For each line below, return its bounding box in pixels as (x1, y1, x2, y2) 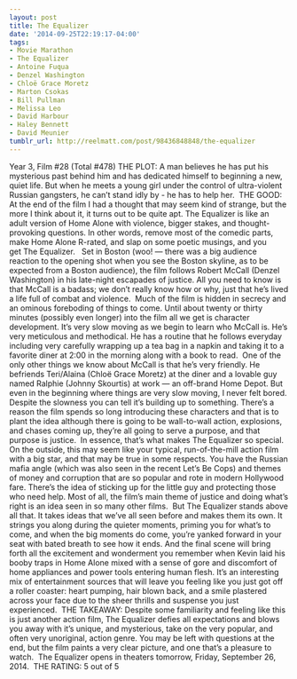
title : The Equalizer (9, 21, 90, 30)
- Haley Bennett (9, 121, 69, 130)
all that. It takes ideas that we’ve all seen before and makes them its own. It (9, 509, 283, 520)
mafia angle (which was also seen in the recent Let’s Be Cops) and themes (9, 462, 282, 473)
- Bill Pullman (9, 95, 66, 105)
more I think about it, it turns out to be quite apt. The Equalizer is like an (9, 208, 270, 218)
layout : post (9, 12, 58, 22)
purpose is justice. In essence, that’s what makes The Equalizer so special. (9, 434, 285, 445)
